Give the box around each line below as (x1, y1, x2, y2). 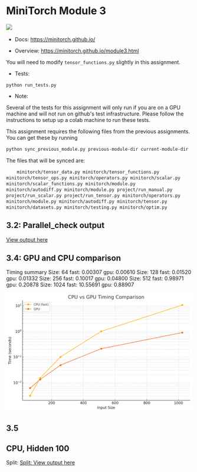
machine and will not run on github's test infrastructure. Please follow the (6, 110, 184, 117)
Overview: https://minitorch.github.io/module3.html (14, 47, 139, 54)
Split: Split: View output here (6, 459, 75, 466)
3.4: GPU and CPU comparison (6, 253, 122, 263)
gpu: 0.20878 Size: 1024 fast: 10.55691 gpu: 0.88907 (6, 281, 134, 288)
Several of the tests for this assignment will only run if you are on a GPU (6, 104, 181, 111)
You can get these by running (6, 134, 78, 141)
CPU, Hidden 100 (6, 443, 70, 453)
